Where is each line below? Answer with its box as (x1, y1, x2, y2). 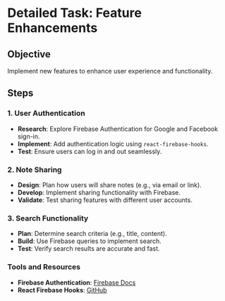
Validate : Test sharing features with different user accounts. (17, 196, 193, 204)
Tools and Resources (7, 262, 81, 272)
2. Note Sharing (7, 165, 62, 175)
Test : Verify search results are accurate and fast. (17, 244, 160, 253)
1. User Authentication (7, 108, 86, 118)
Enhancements (7, 20, 98, 36)
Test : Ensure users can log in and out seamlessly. (17, 147, 162, 155)
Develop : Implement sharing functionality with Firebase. (17, 188, 181, 196)
